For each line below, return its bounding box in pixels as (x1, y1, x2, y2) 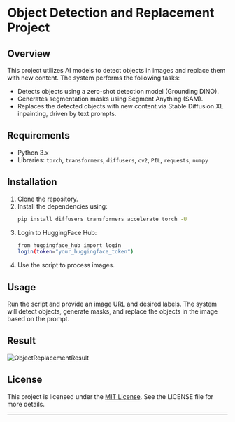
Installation (7, 176, 57, 188)
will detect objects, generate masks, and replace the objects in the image (7, 307, 218, 316)
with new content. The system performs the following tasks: (7, 73, 180, 82)
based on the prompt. (7, 315, 70, 323)
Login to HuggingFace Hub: (17, 228, 97, 237)
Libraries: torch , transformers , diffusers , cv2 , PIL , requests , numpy (17, 155, 208, 164)
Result (7, 335, 36, 347)
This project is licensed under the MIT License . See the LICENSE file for (7, 392, 214, 400)
